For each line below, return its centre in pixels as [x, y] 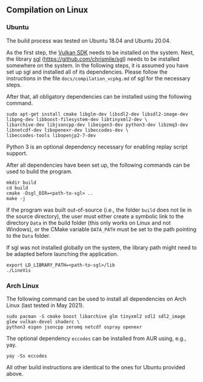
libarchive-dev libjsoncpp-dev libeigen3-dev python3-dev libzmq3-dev [97, 125]
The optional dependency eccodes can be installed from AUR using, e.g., [96, 338]
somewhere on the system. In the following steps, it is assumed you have [98, 65]
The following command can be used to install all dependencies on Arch [96, 299]
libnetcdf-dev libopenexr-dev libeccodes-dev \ [68, 130]
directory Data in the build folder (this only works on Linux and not [88, 223]
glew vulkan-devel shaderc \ [43, 322]
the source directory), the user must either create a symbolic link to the [95, 216]
